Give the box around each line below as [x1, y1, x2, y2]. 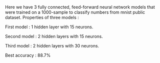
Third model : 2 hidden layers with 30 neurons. [5, 43, 99, 48]
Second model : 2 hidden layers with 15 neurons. [5, 34, 103, 39]
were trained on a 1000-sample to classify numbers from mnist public [5, 9, 145, 15]
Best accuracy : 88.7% [5, 52, 51, 58]
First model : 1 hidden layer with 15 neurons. [5, 24, 93, 30]
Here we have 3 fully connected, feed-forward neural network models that [5, 4, 155, 10]
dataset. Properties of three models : [5, 15, 79, 20]
